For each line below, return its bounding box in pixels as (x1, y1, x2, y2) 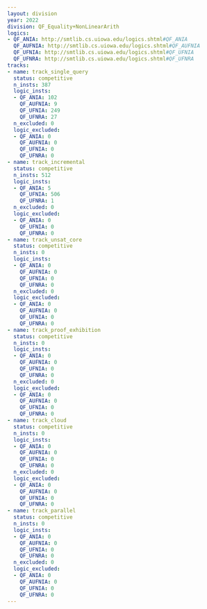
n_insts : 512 (13, 172, 51, 178)
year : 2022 (7, 17, 39, 24)
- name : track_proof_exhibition (7, 326, 101, 333)
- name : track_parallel (7, 508, 76, 515)
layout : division (7, 10, 58, 17)
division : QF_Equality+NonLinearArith (7, 23, 119, 30)
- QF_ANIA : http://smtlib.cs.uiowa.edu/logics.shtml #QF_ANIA (7, 36, 188, 43)
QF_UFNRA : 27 (19, 113, 58, 120)
